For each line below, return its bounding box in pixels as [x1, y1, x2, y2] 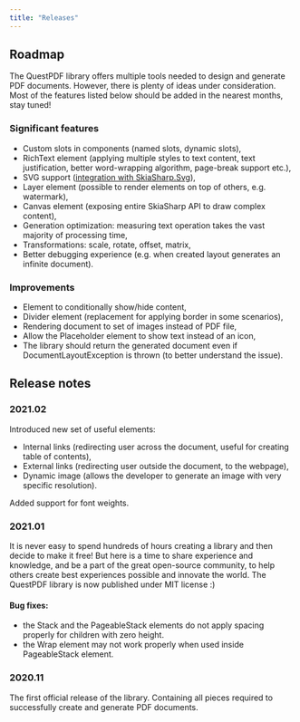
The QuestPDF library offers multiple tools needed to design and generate [9, 71, 285, 82]
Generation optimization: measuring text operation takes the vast [22, 219, 266, 231]
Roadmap [9, 47, 65, 63]
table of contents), [22, 450, 92, 462]
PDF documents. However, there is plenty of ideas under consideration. [9, 81, 276, 91]
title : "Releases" [9, 13, 79, 23]
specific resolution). [22, 479, 98, 490]
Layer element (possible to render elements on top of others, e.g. [22, 181, 266, 192]
